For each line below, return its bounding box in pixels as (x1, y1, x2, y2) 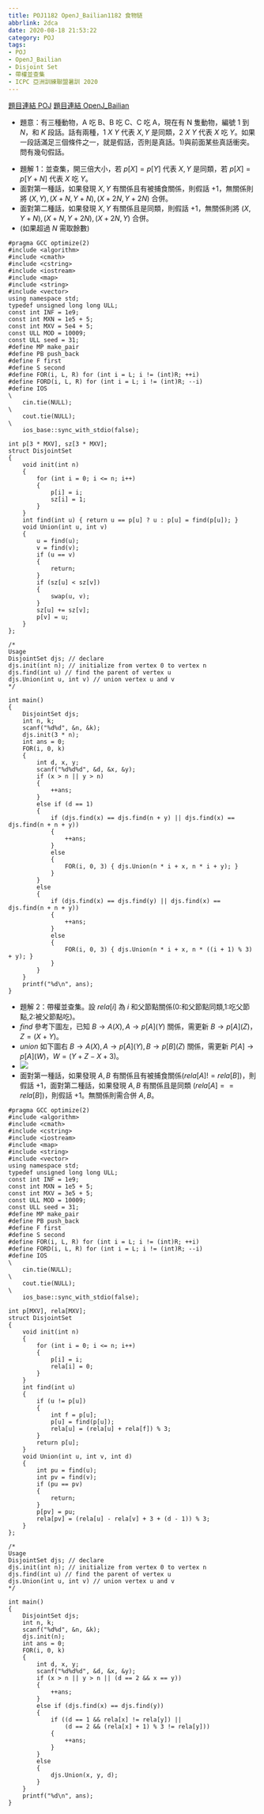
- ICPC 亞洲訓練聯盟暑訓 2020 (8, 78, 99, 85)
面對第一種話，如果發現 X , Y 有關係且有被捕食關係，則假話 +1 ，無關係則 (19, 184, 255, 193)
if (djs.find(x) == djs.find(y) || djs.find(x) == (50, 897, 221, 905)
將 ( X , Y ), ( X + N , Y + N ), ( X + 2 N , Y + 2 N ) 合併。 (19, 193, 172, 203)
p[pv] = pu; (36, 1508, 77, 1516)
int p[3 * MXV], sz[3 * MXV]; (8, 440, 108, 448)
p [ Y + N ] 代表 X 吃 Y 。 (19, 173, 92, 183)
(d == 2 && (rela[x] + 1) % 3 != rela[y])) (64, 1722, 211, 1730)
